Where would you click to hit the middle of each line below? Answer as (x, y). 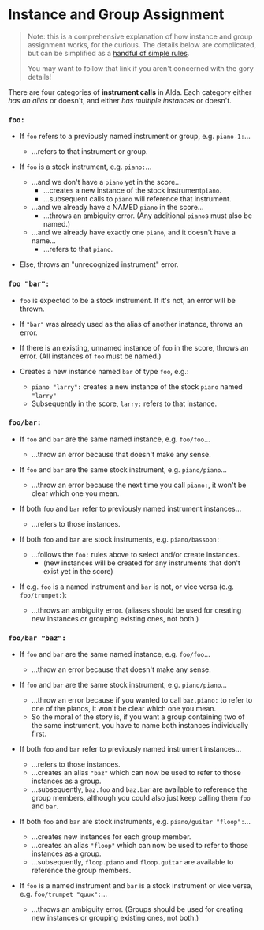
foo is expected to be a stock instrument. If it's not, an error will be (128, 300)
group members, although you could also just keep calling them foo (141, 798)
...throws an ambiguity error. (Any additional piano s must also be (147, 216)
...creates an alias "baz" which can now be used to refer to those (136, 773)
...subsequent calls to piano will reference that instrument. (137, 199)
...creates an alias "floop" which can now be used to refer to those (139, 846)
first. (39, 734)
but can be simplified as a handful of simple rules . (108, 53)
